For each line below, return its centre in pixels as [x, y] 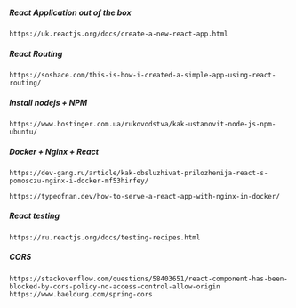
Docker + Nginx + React [54, 151]
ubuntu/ [24, 132]
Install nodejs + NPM [48, 102]
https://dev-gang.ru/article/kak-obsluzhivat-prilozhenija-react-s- [139, 173]
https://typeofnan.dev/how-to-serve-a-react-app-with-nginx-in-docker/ [144, 196]
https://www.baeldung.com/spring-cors [81, 294]
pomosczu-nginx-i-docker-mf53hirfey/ [79, 181]
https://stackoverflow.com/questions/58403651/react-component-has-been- [149, 279]
